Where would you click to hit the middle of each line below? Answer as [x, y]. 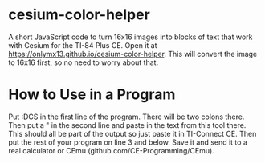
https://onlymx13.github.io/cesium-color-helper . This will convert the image [133, 54]
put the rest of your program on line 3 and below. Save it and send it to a [128, 142]
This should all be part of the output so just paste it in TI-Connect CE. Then [132, 133]
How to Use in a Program [92, 95]
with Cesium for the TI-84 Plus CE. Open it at [83, 45]
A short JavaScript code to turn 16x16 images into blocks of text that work [130, 37]
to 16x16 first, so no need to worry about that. [84, 62]
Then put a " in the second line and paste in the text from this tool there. [127, 125]
